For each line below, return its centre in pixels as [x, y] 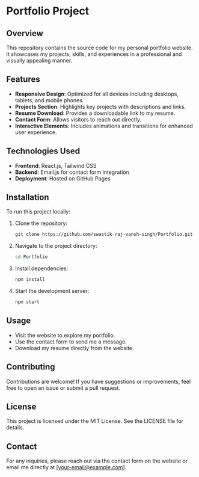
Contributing [31, 367]
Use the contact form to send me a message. [71, 342]
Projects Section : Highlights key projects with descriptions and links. [100, 106]
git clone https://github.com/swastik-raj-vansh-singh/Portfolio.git [104, 235]
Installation [28, 198]
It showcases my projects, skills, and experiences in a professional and [94, 54]
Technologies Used [43, 151]
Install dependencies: [41, 268]
